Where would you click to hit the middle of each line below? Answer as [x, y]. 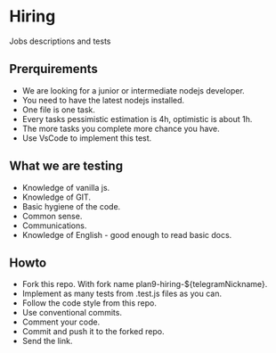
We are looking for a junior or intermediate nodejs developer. [133, 90]
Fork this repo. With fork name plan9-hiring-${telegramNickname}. [145, 284]
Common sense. [52, 216]
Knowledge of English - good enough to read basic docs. [127, 234]
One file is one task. [59, 110]
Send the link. [47, 341]
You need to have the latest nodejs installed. [103, 100]
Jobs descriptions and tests [60, 41]
